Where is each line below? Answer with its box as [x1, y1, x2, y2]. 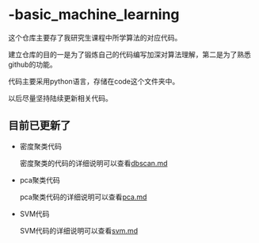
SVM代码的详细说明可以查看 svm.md [19, 226, 139, 235]
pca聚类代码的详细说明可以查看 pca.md [19, 192, 147, 202]
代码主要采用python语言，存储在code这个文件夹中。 [8, 76, 180, 86]
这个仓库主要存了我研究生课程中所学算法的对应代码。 [8, 33, 182, 42]
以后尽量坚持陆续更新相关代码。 [8, 93, 112, 102]
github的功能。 [8, 60, 57, 69]
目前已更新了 [8, 119, 71, 133]
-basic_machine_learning [8, 6, 180, 24]
